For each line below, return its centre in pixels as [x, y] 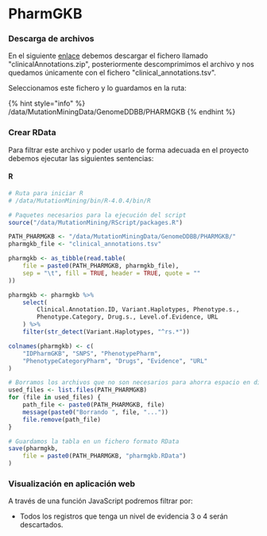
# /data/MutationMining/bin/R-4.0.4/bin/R [79, 201]
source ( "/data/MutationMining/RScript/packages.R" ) [95, 222]
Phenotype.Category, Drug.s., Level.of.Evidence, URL [128, 317]
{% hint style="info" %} [47, 103]
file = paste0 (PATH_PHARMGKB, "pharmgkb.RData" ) [104, 456]
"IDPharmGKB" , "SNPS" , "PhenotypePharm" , [92, 353]
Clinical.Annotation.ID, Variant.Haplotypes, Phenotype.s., [138, 310]
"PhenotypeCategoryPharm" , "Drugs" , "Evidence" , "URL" [115, 361]
